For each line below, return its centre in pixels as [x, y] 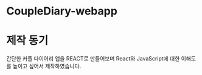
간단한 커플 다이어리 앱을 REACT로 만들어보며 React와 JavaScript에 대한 [93, 59]
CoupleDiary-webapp [62, 11]
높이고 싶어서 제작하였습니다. [47, 66]
